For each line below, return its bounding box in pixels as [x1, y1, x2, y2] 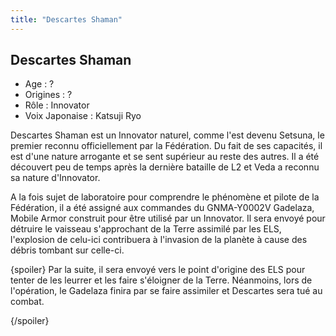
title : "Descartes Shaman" [10, 14, 123, 25]
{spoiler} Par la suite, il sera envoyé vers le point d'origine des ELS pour [10, 264, 306, 276]
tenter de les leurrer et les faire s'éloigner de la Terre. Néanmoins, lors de [10, 274, 313, 286]
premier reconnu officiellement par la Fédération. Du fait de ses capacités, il [10, 140, 323, 152]
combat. [10, 296, 45, 308]
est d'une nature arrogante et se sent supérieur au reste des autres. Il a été [10, 151, 320, 163]
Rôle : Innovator [24, 99, 90, 111]
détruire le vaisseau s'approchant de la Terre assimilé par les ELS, [10, 223, 282, 235]
